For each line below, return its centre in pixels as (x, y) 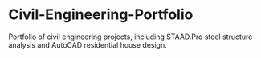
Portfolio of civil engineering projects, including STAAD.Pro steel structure (130, 37)
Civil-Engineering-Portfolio (101, 15)
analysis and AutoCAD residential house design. (88, 44)
